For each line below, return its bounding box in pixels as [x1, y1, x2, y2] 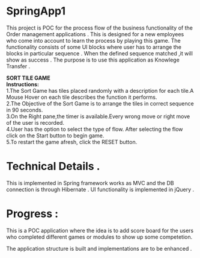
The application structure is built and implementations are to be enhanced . [6, 245, 192, 252]
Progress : [6, 207, 59, 221]
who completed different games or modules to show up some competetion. [6, 233, 193, 241]
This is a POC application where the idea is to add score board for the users [6, 227, 194, 234]
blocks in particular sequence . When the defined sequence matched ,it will [6, 49, 193, 57]
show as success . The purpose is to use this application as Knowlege [6, 56, 180, 63]
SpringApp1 [6, 4, 66, 18]
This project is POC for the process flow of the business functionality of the [6, 24, 193, 31]
